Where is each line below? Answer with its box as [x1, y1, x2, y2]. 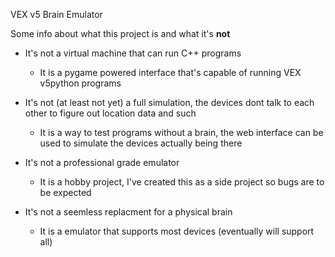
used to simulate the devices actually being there [39, 137, 243, 149]
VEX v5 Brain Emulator [10, 9, 103, 20]
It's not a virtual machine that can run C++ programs [24, 47, 242, 59]
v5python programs [39, 77, 122, 89]
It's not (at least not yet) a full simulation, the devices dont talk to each [24, 97, 315, 108]
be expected [39, 187, 92, 198]
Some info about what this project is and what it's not [10, 28, 231, 39]
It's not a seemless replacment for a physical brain [24, 206, 233, 218]
